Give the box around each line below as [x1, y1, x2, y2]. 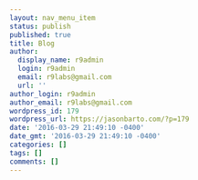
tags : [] [9, 148, 43, 157]
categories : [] [9, 140, 68, 149]
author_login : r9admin [9, 89, 96, 98]
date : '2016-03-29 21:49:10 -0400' [9, 124, 145, 133]
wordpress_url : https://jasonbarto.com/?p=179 [9, 115, 190, 124]
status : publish [9, 22, 71, 31]
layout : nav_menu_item [9, 13, 96, 23]
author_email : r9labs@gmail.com [9, 97, 132, 107]
